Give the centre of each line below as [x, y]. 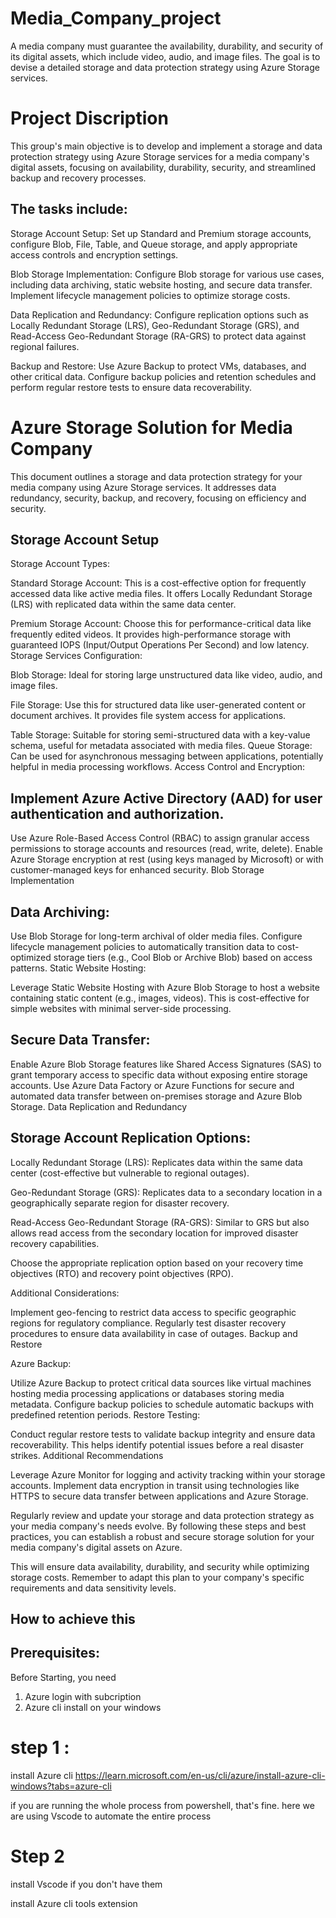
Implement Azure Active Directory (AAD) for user [166, 798]
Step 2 [37, 1856]
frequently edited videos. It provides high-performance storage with [151, 634]
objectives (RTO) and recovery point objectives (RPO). [122, 1273]
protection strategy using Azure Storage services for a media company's [160, 156]
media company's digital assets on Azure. [96, 1547]
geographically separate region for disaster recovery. [120, 1203]
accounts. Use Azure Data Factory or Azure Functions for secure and [152, 1085]
